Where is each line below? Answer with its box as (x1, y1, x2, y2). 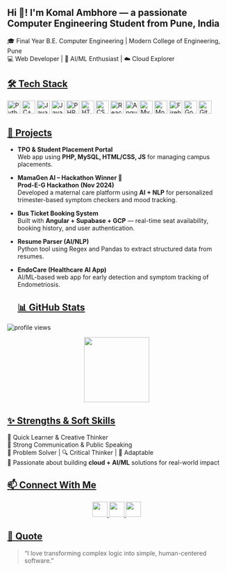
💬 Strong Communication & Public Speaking (7, 440, 133, 449)
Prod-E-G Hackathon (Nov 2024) (17, 181, 115, 190)
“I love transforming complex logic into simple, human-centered (24, 549, 207, 557)
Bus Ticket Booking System (17, 209, 99, 217)
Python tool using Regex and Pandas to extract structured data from (17, 245, 212, 254)
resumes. (17, 252, 44, 260)
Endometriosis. (17, 281, 60, 289)
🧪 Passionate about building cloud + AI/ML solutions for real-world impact (7, 458, 220, 467)
